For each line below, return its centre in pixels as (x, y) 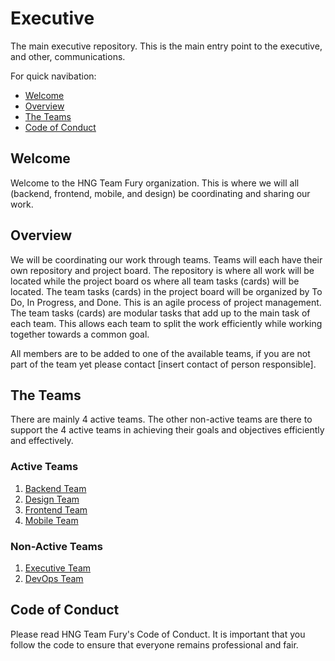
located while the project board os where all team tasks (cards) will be (155, 281)
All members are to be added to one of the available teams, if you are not (160, 353)
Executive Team (58, 568)
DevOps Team (54, 578)
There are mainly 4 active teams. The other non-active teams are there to (161, 419)
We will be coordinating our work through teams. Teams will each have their (166, 259)
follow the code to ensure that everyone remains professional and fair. (154, 644)
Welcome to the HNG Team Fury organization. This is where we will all (155, 183)
